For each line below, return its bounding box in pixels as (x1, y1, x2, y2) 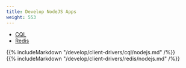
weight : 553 (6, 14, 36, 20)
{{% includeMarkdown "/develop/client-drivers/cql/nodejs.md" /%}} (6, 48, 176, 55)
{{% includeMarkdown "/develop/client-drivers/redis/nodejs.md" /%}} (6, 55, 181, 62)
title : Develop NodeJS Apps (6, 8, 77, 15)
